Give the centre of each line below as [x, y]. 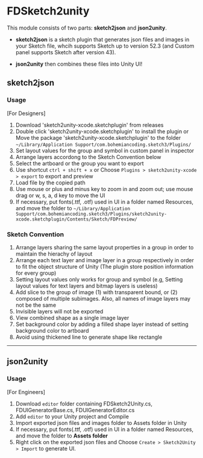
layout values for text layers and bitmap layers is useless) [87, 286]
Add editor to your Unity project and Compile [72, 416]
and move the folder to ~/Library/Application [73, 208]
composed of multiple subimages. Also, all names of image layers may [103, 298]
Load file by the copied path [51, 183]
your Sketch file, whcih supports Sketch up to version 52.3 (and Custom [105, 46]
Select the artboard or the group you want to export [80, 163]
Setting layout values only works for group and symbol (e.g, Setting [99, 279]
